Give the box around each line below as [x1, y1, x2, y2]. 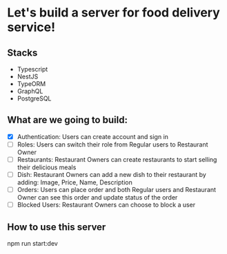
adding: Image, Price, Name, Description [17, 178, 132, 187]
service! [7, 19, 56, 35]
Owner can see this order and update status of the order [17, 193, 178, 202]
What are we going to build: [7, 114, 128, 126]
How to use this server [7, 221, 106, 233]
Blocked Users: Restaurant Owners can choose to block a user [17, 201, 196, 209]
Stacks [7, 47, 38, 59]
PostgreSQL [17, 94, 52, 103]
